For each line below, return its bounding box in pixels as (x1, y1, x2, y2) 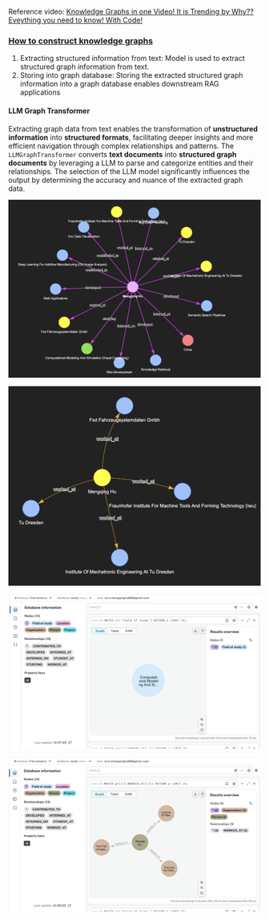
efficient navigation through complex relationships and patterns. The (8, 140, 235, 151)
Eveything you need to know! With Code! (8, 15, 143, 25)
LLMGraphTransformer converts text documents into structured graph (8, 149, 238, 159)
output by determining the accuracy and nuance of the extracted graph (8, 175, 243, 184)
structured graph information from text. (19, 62, 150, 71)
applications (19, 87, 61, 97)
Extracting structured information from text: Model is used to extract (19, 54, 246, 63)
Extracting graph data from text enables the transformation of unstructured (8, 124, 259, 133)
